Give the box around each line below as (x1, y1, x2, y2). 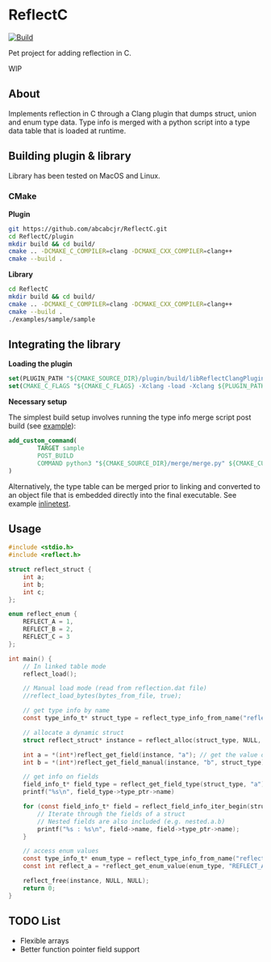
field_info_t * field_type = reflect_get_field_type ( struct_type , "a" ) (23, 780, 265, 789)
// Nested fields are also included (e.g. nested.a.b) (37, 817, 226, 825)
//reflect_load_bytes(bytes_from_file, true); (23, 692, 182, 700)
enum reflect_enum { (8, 610, 78, 618)
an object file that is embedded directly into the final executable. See (8, 490, 237, 500)
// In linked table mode (23, 662, 106, 670)
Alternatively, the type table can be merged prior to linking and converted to (8, 481, 261, 491)
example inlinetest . (8, 499, 71, 508)
